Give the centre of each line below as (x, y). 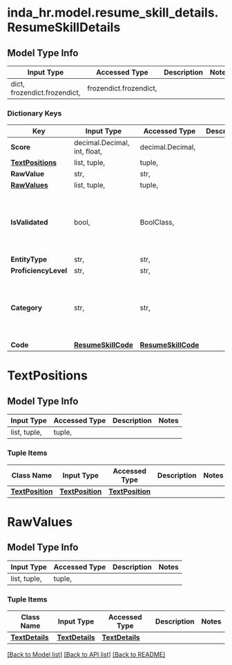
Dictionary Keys (35, 113)
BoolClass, (157, 223)
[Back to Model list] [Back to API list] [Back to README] (86, 654)
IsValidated (29, 223)
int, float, (88, 151)
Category (27, 308)
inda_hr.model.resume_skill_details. (113, 13)
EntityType (29, 259)
